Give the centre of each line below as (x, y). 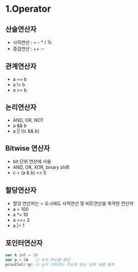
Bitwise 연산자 (28, 148)
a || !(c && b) (26, 131)
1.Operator (28, 9)
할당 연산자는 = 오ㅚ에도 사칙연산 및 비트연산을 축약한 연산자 (73, 203)
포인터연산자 (24, 243)
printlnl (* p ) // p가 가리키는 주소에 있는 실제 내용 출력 (60, 264)
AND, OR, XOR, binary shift (41, 168)
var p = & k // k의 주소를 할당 (38, 260)
